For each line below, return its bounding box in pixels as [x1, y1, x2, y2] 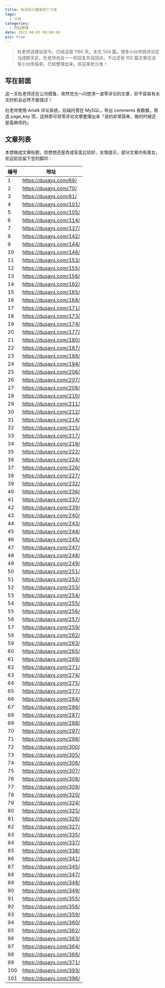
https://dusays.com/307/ [22, 767, 80, 774]
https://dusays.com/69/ [22, 177, 77, 184]
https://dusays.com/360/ [22, 919, 80, 926]
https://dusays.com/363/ [22, 935, 80, 942]
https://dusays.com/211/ [22, 400, 80, 407]
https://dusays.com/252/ [22, 576, 80, 582]
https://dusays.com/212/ [22, 408, 80, 415]
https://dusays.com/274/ [22, 671, 80, 678]
